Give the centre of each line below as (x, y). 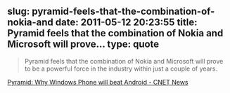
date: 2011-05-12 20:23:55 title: (126, 23)
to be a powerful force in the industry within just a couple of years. (121, 69)
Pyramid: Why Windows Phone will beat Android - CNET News (98, 82)
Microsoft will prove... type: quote (83, 44)
